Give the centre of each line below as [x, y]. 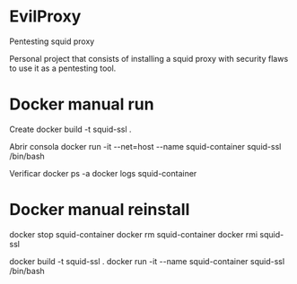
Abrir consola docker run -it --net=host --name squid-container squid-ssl [145, 146]
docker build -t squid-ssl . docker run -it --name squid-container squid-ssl [147, 261]
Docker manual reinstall [100, 210]
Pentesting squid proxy [52, 41]
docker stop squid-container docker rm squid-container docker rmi [134, 234]
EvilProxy [45, 17]
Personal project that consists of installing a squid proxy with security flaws [149, 58]
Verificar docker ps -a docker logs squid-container [103, 173]
